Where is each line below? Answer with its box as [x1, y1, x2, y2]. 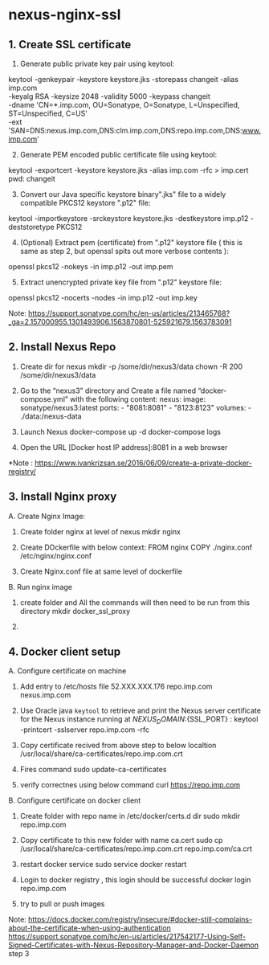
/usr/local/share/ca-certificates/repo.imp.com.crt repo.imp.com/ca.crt [19, 844, 253, 853]
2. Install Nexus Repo [8, 340, 116, 354]
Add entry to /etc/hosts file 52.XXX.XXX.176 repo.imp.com [19, 681, 213, 692]
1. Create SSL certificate [8, 38, 132, 51]
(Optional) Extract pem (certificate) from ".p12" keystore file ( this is [19, 238, 243, 247]
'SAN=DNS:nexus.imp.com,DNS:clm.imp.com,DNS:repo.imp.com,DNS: [8, 126, 243, 135]
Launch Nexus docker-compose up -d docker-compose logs [19, 427, 222, 436]
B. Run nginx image [8, 582, 72, 591]
